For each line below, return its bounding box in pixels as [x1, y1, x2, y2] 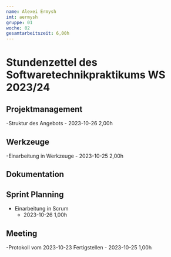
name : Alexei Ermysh [6, 8, 57, 15]
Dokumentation [6, 169, 65, 179]
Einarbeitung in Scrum [14, 205, 69, 212]
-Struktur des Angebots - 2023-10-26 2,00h [6, 120, 113, 127]
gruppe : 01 [6, 19, 33, 25]
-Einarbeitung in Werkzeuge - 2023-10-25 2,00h [6, 152, 124, 159]
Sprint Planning [6, 189, 64, 199]
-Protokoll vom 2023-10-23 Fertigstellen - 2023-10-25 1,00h [6, 243, 152, 251]
